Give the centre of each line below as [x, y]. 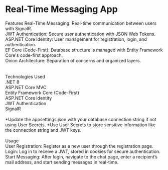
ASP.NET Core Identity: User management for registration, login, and [76, 39]
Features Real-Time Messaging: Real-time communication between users [81, 23]
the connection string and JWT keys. [43, 130]
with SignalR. [19, 28]
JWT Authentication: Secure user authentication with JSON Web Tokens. [80, 34]
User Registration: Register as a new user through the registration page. [79, 146]
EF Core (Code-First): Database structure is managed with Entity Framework [84, 50]
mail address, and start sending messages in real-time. [62, 162]
